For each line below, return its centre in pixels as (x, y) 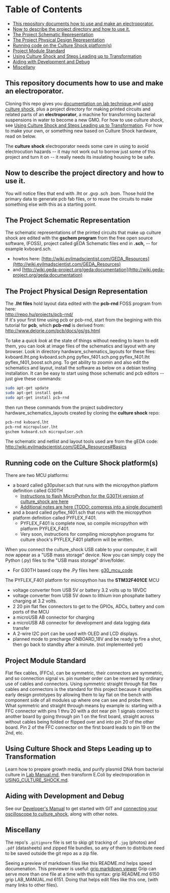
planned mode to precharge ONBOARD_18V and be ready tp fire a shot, (87, 639)
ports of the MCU (31, 612)
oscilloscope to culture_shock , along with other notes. (62, 814)
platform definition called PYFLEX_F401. (55, 518)
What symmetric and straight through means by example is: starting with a (83, 706)
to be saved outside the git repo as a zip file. (52, 853)
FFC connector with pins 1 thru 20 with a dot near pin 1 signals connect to (82, 711)
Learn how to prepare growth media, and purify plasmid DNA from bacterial (84, 769)
